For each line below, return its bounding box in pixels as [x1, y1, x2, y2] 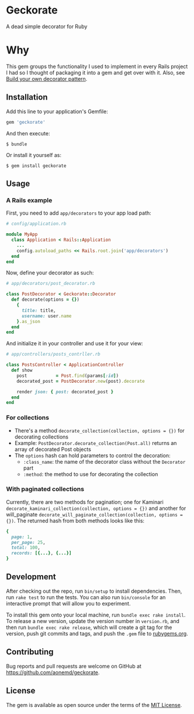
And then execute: [6, 130, 50, 137]
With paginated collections [6, 485, 85, 493]
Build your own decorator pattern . [6, 75, 88, 82]
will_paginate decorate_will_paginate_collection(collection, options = [6, 511, 183, 518]
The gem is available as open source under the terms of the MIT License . [6, 701, 182, 708]
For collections [6, 414, 50, 422]
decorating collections [14, 433, 69, 440]
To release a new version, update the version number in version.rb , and [6, 617, 180, 624]
